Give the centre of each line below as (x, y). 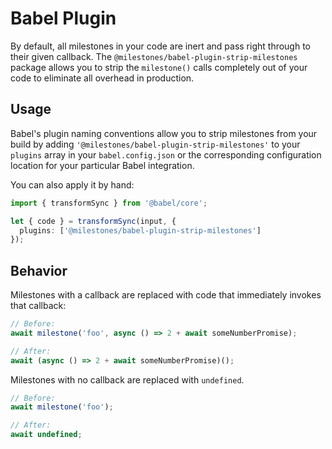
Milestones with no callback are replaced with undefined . (127, 379)
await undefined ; (46, 435)
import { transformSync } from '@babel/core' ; (109, 203)
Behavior (39, 270)
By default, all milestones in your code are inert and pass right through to (161, 46)
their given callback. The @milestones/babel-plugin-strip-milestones (154, 56)
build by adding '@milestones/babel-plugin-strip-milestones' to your (155, 144)
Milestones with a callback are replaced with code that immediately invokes (166, 295)
